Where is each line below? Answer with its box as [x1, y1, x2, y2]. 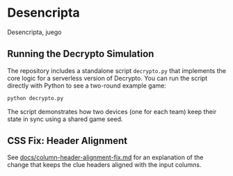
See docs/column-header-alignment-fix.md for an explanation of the [7, 153, 204, 161]
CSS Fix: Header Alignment [7, 135, 127, 147]
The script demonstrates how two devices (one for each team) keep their [7, 107, 217, 115]
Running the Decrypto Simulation [7, 48, 154, 60]
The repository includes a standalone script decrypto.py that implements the [7, 66, 226, 74]
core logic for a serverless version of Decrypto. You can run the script [7, 74, 208, 82]
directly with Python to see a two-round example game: [7, 81, 167, 90]
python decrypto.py [7, 95, 64, 102]
